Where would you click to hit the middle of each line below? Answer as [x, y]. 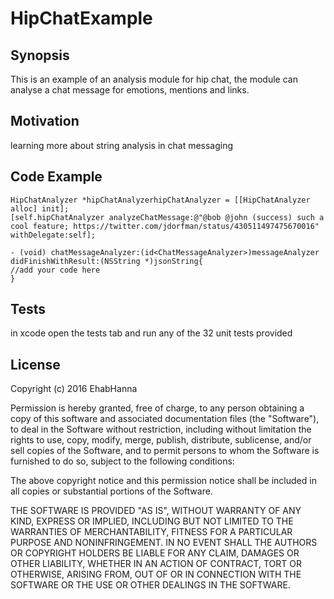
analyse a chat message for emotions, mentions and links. [130, 90]
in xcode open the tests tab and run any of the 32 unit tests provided [151, 333]
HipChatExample [81, 18]
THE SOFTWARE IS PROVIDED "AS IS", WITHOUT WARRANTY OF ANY [156, 511]
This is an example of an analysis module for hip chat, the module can [154, 79]
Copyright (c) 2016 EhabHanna [74, 389]
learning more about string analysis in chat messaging [122, 145]
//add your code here [55, 270]
